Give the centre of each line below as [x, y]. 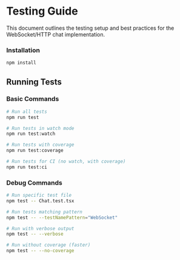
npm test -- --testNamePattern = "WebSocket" [62, 217]
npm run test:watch [31, 134]
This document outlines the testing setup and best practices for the [90, 28]
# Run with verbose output [40, 228]
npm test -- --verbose [35, 234]
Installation [23, 50]
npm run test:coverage [35, 151]
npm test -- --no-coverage [40, 251]
